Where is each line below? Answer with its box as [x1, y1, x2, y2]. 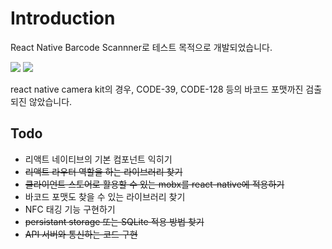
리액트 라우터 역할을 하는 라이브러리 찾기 [24, 165, 183, 177]
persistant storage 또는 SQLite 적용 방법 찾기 [24, 215, 205, 227]
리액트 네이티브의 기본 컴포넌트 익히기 [24, 153, 173, 165]
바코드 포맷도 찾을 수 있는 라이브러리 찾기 [24, 190, 186, 202]
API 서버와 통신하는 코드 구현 [24, 228, 138, 240]
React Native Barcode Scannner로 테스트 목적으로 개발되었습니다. [10, 41, 273, 53]
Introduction [10, 7, 116, 30]
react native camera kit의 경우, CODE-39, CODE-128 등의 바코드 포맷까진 [10, 83, 304, 95]
